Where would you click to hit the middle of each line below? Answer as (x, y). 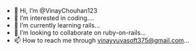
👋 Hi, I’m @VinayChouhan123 (55, 11)
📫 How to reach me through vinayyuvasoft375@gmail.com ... (101, 40)
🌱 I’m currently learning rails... (57, 25)
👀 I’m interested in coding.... (54, 18)
